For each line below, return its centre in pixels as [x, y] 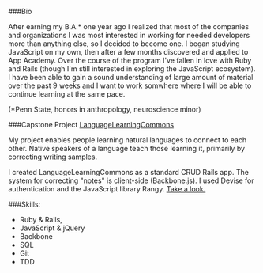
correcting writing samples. [53, 157]
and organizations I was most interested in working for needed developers [129, 35]
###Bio [20, 11]
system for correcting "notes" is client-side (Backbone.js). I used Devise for [131, 180]
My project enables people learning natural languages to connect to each [128, 140]
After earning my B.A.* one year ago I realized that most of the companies [129, 27]
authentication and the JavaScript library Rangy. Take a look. [107, 189]
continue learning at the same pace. [67, 94]
